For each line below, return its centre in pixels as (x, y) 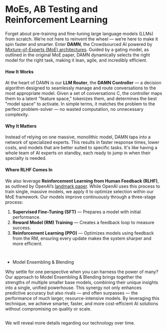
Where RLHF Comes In (29, 169)
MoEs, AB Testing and (52, 9)
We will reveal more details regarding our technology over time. (70, 323)
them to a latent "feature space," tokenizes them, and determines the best (81, 99)
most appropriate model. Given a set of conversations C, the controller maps (84, 93)
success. (22, 228)
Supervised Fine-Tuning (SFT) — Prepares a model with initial (77, 212)
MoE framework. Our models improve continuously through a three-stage (81, 197)
